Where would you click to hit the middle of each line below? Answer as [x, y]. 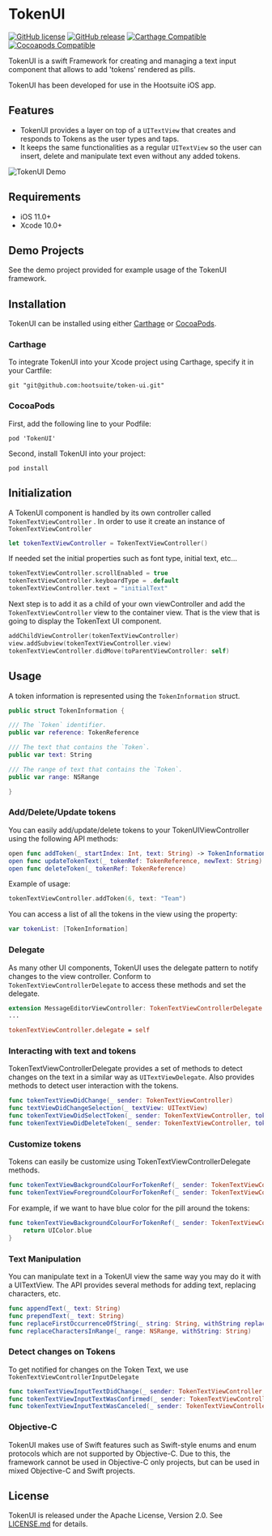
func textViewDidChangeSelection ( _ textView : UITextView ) [108, 1108]
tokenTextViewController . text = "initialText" [88, 589]
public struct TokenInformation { [67, 711]
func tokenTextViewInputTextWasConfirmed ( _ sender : [97, 1399]
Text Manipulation [45, 1258]
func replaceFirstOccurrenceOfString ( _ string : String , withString [125, 1323]
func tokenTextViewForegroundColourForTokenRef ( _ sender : [108, 1193]
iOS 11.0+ [35, 216]
